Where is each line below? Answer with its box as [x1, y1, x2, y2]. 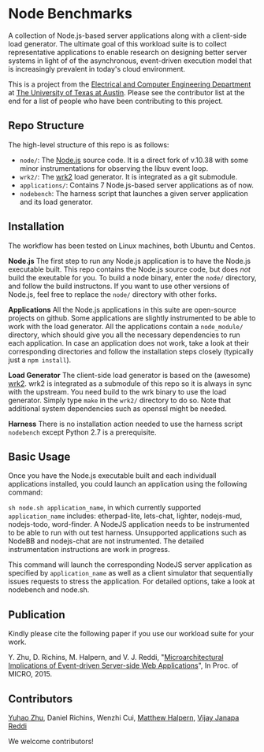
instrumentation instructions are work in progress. [8, 545, 171, 554]
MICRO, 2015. [8, 669, 53, 679]
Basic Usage [8, 450, 71, 463]
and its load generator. [19, 197, 93, 206]
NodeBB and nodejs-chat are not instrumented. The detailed [8, 536, 205, 546]
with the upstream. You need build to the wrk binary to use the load [8, 387, 227, 396]
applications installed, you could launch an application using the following [8, 480, 247, 489]
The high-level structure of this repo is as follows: [8, 139, 169, 150]
